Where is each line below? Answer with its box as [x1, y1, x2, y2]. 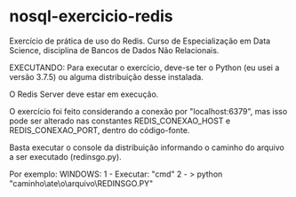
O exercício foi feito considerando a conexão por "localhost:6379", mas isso [9, 106, 288, 116]
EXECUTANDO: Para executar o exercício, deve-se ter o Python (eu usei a [9, 62, 280, 73]
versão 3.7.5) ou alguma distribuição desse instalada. [9, 71, 204, 82]
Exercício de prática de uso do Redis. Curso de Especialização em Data [9, 35, 271, 46]
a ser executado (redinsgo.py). [9, 151, 122, 162]
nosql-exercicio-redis [9, 6, 173, 27]
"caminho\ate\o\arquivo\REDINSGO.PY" [9, 177, 154, 188]
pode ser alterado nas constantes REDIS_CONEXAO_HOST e [9, 115, 231, 126]
